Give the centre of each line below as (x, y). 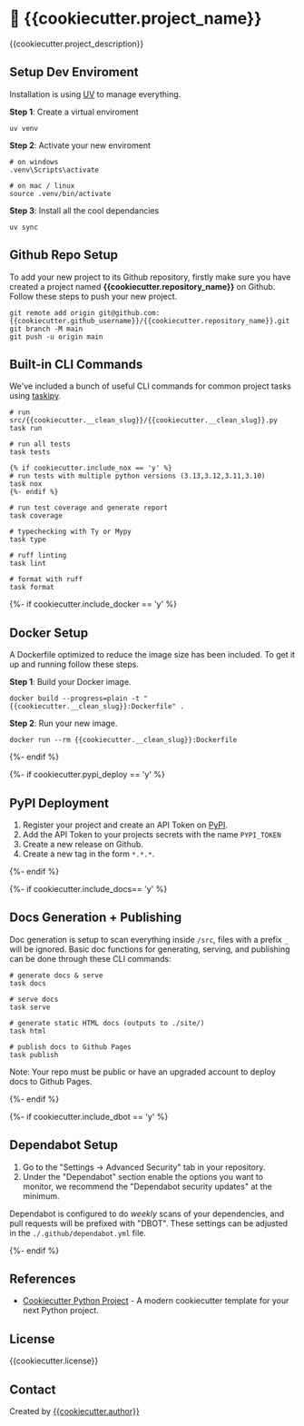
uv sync (24, 227)
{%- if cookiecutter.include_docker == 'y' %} (93, 604)
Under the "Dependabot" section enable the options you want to (143, 1176)
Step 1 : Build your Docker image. (70, 682)
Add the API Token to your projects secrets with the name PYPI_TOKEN (152, 834)
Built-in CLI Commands (76, 364)
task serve (30, 1007)
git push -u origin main (56, 337)
